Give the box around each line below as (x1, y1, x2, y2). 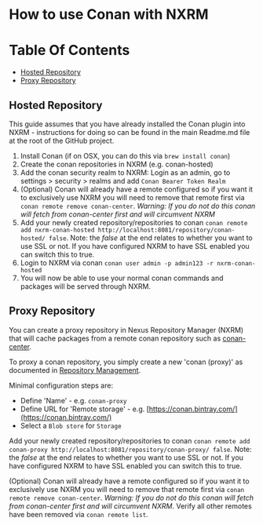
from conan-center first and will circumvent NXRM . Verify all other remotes (9, 501, 252, 511)
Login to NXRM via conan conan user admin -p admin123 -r (20, 257, 214, 268)
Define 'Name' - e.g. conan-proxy (20, 396, 127, 405)
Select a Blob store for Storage (20, 421, 122, 430)
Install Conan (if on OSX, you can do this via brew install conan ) (20, 151, 231, 160)
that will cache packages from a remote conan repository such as (9, 334, 221, 343)
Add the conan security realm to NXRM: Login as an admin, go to (20, 167, 231, 177)
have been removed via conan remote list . (9, 509, 148, 519)
